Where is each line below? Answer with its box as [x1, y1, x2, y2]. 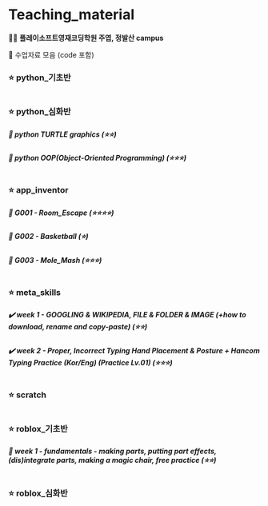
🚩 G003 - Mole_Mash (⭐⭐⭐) [8, 255, 102, 265]
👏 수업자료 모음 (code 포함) [8, 50, 94, 59]
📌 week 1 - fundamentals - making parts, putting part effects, [8, 446, 218, 456]
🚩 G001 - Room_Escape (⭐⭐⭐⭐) [8, 208, 114, 217]
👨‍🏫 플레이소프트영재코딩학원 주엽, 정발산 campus [8, 33, 164, 42]
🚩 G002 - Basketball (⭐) [8, 232, 89, 241]
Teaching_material [8, 6, 135, 24]
